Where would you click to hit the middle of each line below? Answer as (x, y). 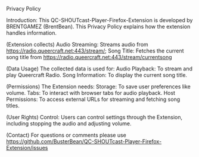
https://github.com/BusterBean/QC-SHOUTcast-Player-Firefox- (84, 141)
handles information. (31, 33)
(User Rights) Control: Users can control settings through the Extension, (94, 117)
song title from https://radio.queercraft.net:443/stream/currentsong (89, 57)
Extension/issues (27, 148)
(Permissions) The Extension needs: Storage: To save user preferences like (98, 87)
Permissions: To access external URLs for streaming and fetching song (93, 99)
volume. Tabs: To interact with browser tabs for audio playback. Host (91, 93)
